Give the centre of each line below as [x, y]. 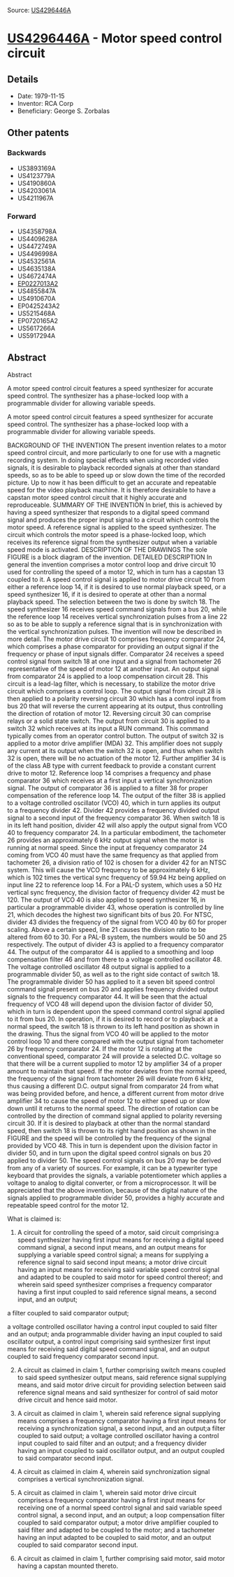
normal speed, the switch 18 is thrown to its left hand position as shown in [114, 1026]
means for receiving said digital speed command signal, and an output [108, 1348]
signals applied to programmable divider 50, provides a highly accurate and [116, 1198]
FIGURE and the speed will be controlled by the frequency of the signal [109, 1138]
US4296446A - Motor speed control [115, 39]
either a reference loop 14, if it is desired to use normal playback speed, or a [117, 587]
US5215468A [36, 313]
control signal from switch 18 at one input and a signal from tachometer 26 [114, 661]
